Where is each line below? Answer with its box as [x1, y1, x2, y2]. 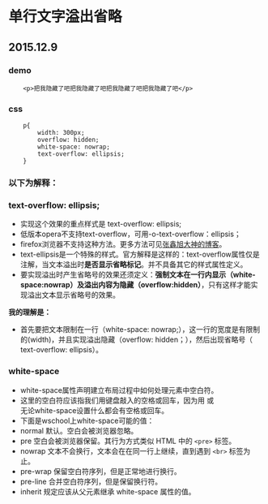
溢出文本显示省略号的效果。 [27, 290, 120, 300]
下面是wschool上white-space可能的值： [19, 416, 155, 425]
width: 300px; [37, 129, 85, 137]
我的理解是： [8, 308, 51, 317]
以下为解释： [8, 178, 59, 189]
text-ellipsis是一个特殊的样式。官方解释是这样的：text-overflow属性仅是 [19, 249, 261, 260]
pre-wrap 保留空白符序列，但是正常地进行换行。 [19, 466, 182, 476]
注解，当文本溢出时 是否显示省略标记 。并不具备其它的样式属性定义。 [19, 260, 248, 269]
